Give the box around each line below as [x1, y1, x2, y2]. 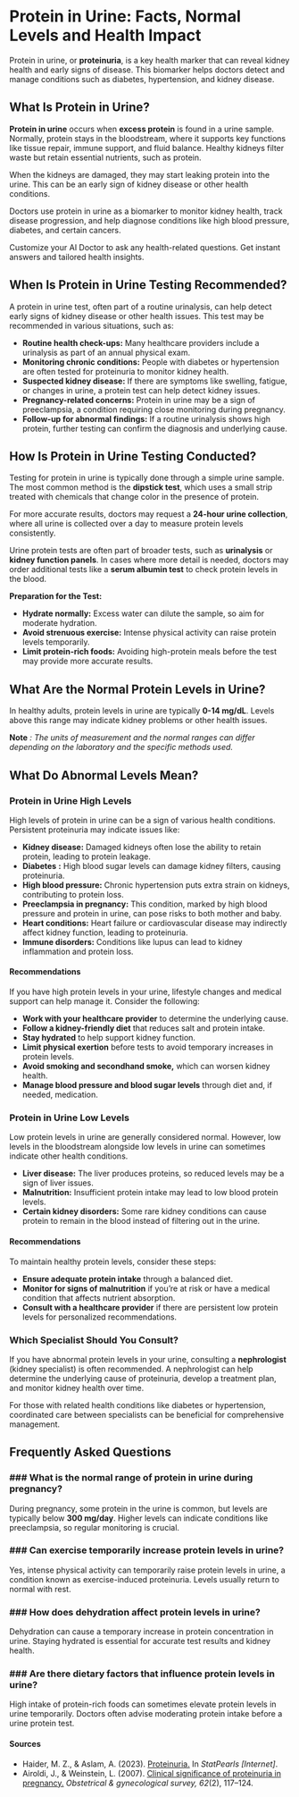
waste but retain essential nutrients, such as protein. [9, 152, 203, 163]
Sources [9, 1739, 42, 1750]
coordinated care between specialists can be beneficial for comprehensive [9, 1409, 284, 1420]
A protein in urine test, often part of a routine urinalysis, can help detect [9, 301, 272, 312]
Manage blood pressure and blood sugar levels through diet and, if [21, 1080, 272, 1091]
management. [9, 1419, 61, 1430]
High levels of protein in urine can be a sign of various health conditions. [9, 814, 276, 825]
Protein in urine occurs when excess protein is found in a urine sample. [9, 123, 275, 134]
